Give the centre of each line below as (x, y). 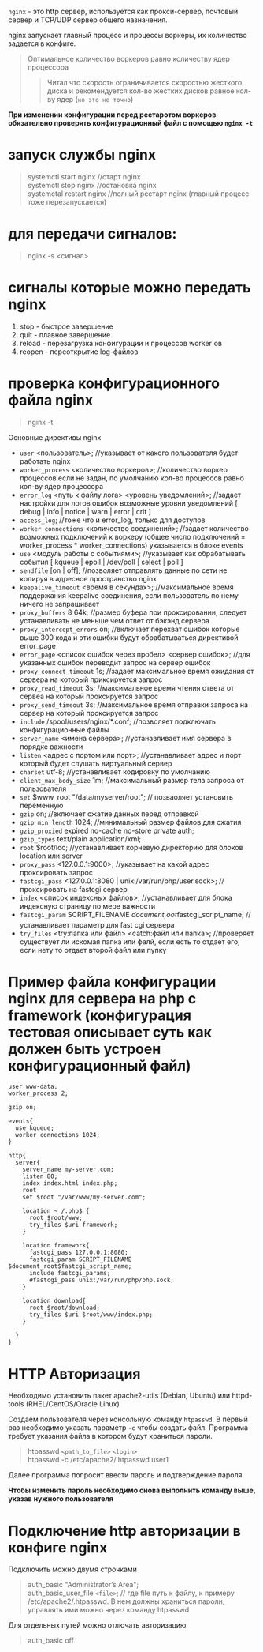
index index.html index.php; (70, 1183)
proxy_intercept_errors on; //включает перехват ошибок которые (130, 629)
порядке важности (51, 747)
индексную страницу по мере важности (87, 906)
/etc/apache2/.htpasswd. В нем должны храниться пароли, (126, 1601)
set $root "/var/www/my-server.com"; (84, 1197)
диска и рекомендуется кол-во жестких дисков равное (141, 91)
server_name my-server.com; (68, 1170)
